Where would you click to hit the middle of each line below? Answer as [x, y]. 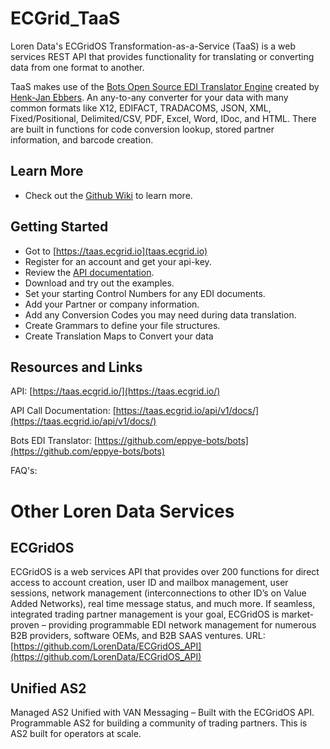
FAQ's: [24, 471]
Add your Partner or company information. [112, 304]
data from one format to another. [77, 67]
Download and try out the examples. [99, 283]
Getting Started [59, 227]
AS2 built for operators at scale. [76, 734]
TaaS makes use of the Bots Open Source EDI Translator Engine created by [165, 86]
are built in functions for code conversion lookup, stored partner [142, 129]
